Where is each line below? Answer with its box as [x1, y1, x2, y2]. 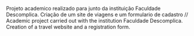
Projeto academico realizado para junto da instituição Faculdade [6, 5, 161, 12]
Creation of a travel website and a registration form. [6, 23, 130, 30]
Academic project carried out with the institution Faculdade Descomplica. [6, 17, 183, 24]
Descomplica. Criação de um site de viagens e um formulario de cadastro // [6, 11, 189, 18]
